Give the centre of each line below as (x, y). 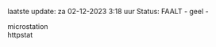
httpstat (20, 35)
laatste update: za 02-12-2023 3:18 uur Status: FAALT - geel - (108, 11)
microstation (28, 26)
